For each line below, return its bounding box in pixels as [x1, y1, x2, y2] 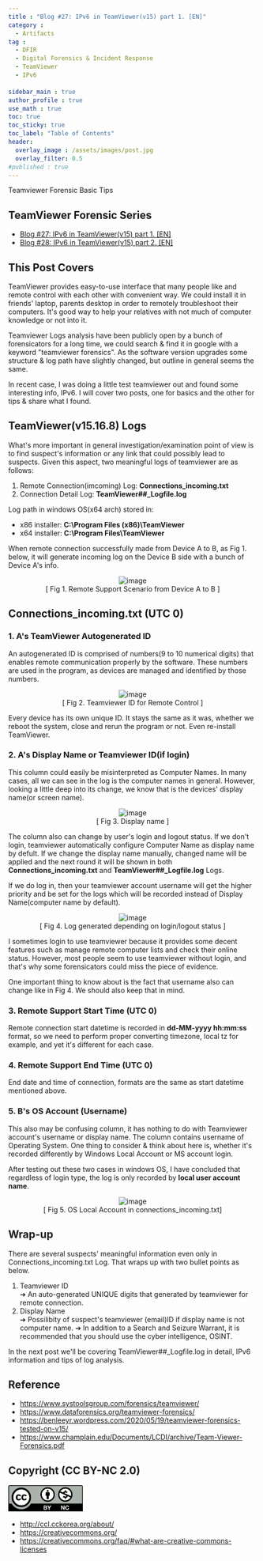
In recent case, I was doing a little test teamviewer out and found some [8, 380, 239, 389]
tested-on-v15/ [19, 1424, 69, 1434]
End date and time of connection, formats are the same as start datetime [8, 1078, 245, 1087]
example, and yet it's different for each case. [8, 1040, 154, 1049]
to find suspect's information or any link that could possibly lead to [8, 448, 225, 458]
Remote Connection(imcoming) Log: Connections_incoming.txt [19, 481, 229, 490]
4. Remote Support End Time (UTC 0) [8, 1060, 153, 1071]
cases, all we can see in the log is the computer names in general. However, [8, 776, 255, 785]
